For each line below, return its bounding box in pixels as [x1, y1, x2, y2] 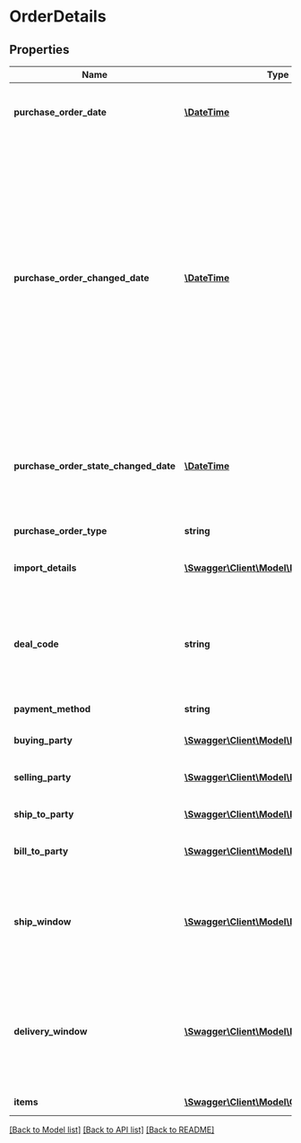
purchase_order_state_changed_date [13, 460, 176, 472]
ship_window [13, 915, 72, 928]
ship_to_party [13, 808, 74, 821]
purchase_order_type [13, 525, 107, 537]
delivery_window [13, 1026, 88, 1037]
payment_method [13, 703, 91, 715]
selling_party [13, 771, 72, 783]
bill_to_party [13, 845, 69, 857]
